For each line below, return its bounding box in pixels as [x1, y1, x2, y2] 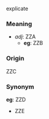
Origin [6, 54, 25, 63]
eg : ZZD [6, 96, 26, 103]
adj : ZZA [14, 33, 36, 40]
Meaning [6, 20, 32, 28]
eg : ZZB [23, 40, 43, 47]
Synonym [6, 82, 34, 91]
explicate [6, 5, 28, 12]
